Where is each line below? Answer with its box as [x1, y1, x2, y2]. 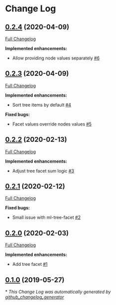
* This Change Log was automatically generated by [5, 289, 111, 295]
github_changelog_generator [5, 294, 64, 300]
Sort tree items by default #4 [12, 102, 71, 108]
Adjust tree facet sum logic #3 [12, 168, 74, 174]
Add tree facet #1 [12, 261, 48, 267]
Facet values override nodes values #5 [12, 121, 92, 127]
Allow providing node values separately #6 [12, 55, 100, 61]
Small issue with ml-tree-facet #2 [12, 214, 81, 221]
